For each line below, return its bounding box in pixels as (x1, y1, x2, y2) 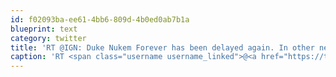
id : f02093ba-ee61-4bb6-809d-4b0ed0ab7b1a (10, 14, 190, 25)
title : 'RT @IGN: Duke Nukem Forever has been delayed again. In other (10, 42, 315, 53)
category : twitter (10, 33, 87, 43)
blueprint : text (10, 24, 78, 34)
